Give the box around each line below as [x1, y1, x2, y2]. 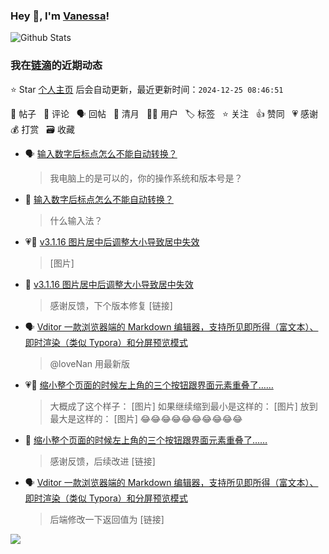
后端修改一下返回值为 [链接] [49, 513, 165, 525]
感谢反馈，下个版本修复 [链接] [49, 299, 173, 311]
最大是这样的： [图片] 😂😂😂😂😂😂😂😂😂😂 [49, 412, 243, 424]
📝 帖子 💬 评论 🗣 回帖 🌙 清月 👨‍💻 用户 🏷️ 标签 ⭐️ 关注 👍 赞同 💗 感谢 [10, 107, 319, 119]
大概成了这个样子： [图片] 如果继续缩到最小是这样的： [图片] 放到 [49, 400, 318, 412]
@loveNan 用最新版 [49, 357, 131, 369]
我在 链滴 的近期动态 [10, 59, 103, 73]
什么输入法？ [49, 214, 103, 226]
